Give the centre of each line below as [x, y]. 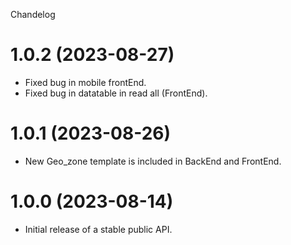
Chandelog [33, 14]
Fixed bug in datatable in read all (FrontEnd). [116, 93]
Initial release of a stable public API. [98, 229]
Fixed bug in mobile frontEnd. [85, 82]
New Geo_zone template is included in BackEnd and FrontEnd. [153, 161]
